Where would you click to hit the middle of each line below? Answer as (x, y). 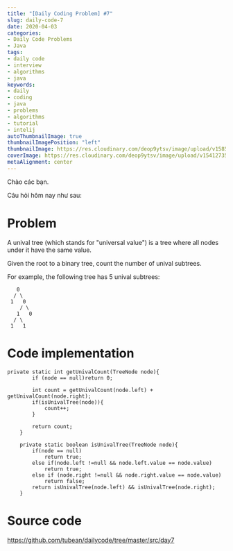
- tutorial (23, 123)
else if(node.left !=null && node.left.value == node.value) (122, 463)
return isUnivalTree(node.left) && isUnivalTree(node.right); (124, 487)
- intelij (21, 130)
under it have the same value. (50, 250)
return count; (52, 426)
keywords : (21, 85)
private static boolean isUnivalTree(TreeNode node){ (99, 445)
